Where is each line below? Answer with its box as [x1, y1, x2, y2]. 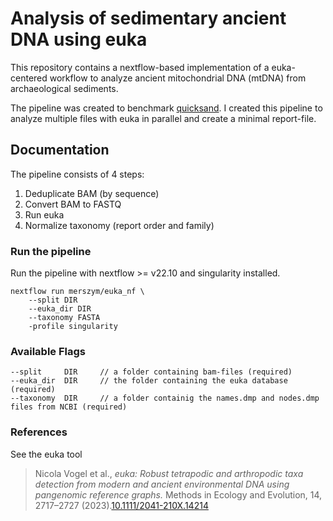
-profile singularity [28, 322, 118, 332]
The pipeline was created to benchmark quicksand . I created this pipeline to [10, 102, 323, 114]
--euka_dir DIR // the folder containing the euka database [10, 376, 288, 386]
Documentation [10, 142, 110, 159]
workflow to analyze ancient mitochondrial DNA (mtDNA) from [49, 72, 307, 84]
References [10, 425, 68, 439]
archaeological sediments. [10, 82, 119, 94]
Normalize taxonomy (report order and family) [24, 219, 215, 231]
